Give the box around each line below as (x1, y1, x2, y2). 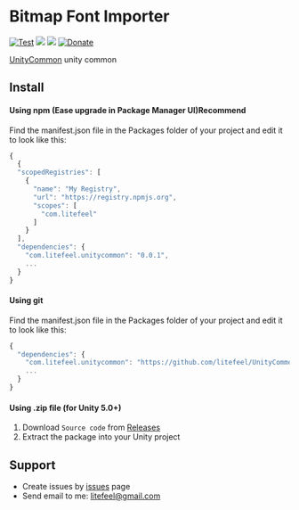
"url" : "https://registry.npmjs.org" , (32, 193, 177, 202)
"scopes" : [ (32, 201, 77, 210)
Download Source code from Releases (21, 422, 161, 433)
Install (9, 80, 44, 95)
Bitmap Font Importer (9, 6, 170, 27)
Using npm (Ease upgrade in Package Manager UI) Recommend (9, 104, 246, 115)
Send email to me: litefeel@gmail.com (21, 490, 161, 501)
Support (9, 457, 56, 473)
